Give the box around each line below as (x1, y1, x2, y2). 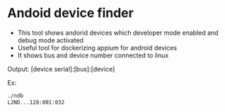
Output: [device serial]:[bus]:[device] (7, 65, 115, 73)
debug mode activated (17, 35, 83, 44)
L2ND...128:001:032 (7, 99, 65, 106)
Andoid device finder (7, 5, 134, 21)
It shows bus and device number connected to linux (17, 51, 169, 60)
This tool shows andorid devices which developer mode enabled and (17, 28, 219, 37)
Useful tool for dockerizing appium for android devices (17, 43, 178, 52)
